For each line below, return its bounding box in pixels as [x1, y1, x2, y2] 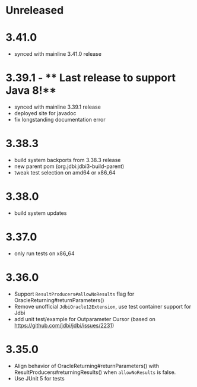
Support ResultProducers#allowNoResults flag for [14, 290, 135, 297]
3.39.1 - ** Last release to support [5, 71, 176, 85]
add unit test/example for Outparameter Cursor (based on [14, 315, 155, 322]
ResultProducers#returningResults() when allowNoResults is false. [14, 369, 176, 376]
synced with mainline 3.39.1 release [14, 103, 101, 110]
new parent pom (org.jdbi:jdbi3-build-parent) [14, 163, 125, 170]
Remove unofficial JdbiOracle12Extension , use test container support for [14, 303, 192, 310]
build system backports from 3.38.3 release [14, 157, 121, 163]
